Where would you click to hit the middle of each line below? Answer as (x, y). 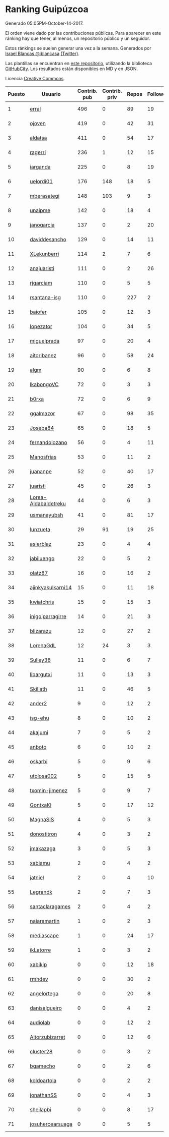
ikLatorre (40, 950)
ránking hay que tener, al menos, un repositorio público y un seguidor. (78, 38)
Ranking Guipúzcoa (47, 9)
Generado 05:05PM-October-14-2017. (45, 23)
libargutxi (41, 674)
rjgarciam (41, 282)
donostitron (44, 834)
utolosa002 (44, 776)
